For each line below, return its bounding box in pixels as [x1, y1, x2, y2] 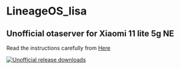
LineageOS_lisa [6, 4, 87, 18]
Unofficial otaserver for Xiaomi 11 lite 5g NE [6, 28, 174, 39]
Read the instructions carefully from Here [6, 44, 111, 51]
